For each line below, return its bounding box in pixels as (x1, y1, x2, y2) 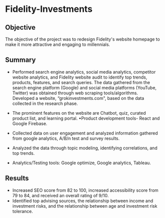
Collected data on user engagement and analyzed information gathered (12, 130, 158, 136)
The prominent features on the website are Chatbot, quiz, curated (12, 110, 146, 116)
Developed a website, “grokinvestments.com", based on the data (12, 95, 144, 101)
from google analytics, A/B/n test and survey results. (12, 135, 120, 141)
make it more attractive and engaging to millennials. (5, 42, 110, 47)
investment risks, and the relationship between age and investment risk (12, 203, 158, 209)
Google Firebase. (12, 120, 48, 127)
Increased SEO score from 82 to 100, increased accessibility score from (12, 187, 159, 193)
